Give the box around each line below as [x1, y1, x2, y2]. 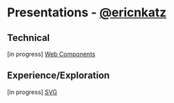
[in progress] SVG [7, 87, 57, 96]
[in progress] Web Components [7, 50, 96, 58]
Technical [7, 32, 50, 44]
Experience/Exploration [7, 70, 111, 81]
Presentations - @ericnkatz [7, 5, 167, 20]
